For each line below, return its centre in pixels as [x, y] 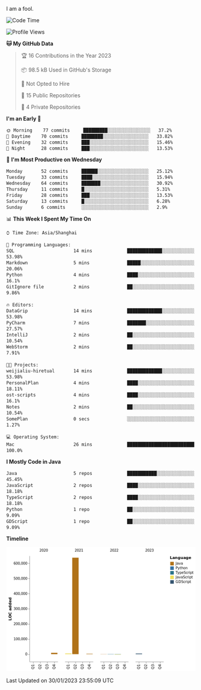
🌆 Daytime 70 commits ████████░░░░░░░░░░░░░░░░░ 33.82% [89, 136]
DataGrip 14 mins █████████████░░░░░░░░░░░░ [100, 311]
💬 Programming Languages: [38, 245]
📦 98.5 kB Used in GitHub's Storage [66, 70]
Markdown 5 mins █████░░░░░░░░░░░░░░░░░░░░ [100, 263]
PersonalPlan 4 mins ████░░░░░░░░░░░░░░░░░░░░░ [100, 383]
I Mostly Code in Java [34, 462]
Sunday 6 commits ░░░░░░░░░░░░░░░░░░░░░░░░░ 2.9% [87, 207]
